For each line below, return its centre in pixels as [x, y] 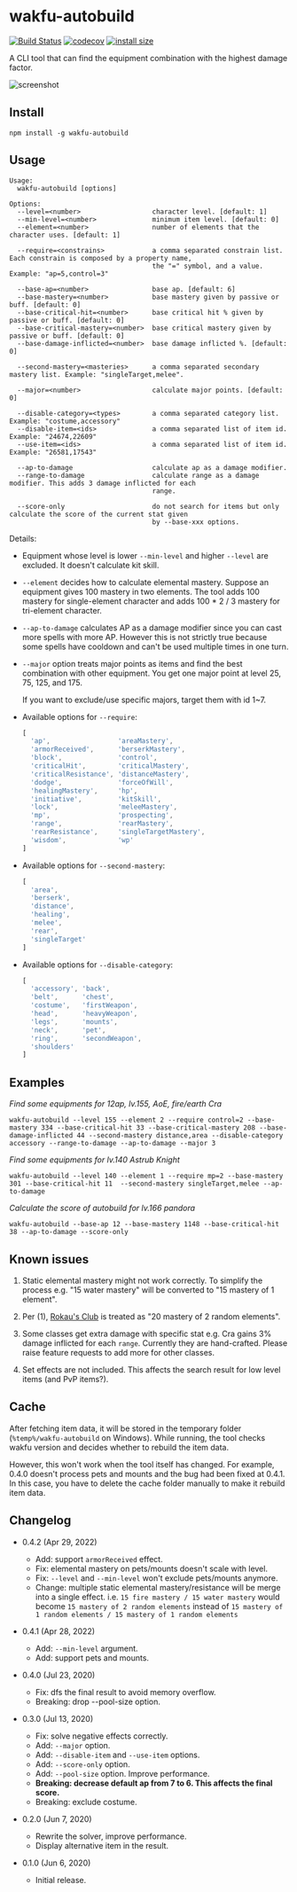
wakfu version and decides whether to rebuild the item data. [119, 1447]
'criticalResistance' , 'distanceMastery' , [110, 774]
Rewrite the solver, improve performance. [111, 1836]
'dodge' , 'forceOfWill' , [102, 782]
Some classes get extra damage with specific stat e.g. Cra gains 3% [147, 1333]
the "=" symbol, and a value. [208, 266]
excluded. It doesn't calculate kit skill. [90, 565]
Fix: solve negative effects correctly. [102, 1736]
